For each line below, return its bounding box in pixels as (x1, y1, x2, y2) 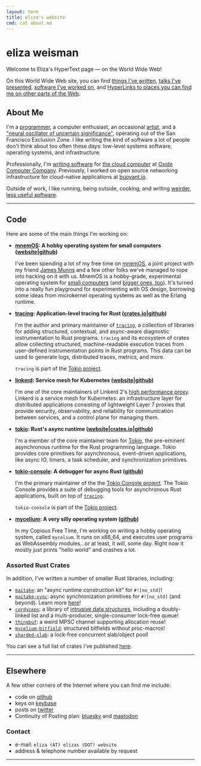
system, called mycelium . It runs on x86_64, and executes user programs (14, 533, 193, 540)
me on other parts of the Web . (6, 90, 81, 97)
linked (14, 612, 30, 619)
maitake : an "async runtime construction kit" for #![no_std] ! (14, 587, 163, 594)
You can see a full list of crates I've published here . (6, 643, 133, 650)
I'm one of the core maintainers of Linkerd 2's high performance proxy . (14, 388, 190, 395)
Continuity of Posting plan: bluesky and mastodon (14, 713, 138, 720)
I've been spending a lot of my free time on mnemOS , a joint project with (14, 259, 194, 267)
